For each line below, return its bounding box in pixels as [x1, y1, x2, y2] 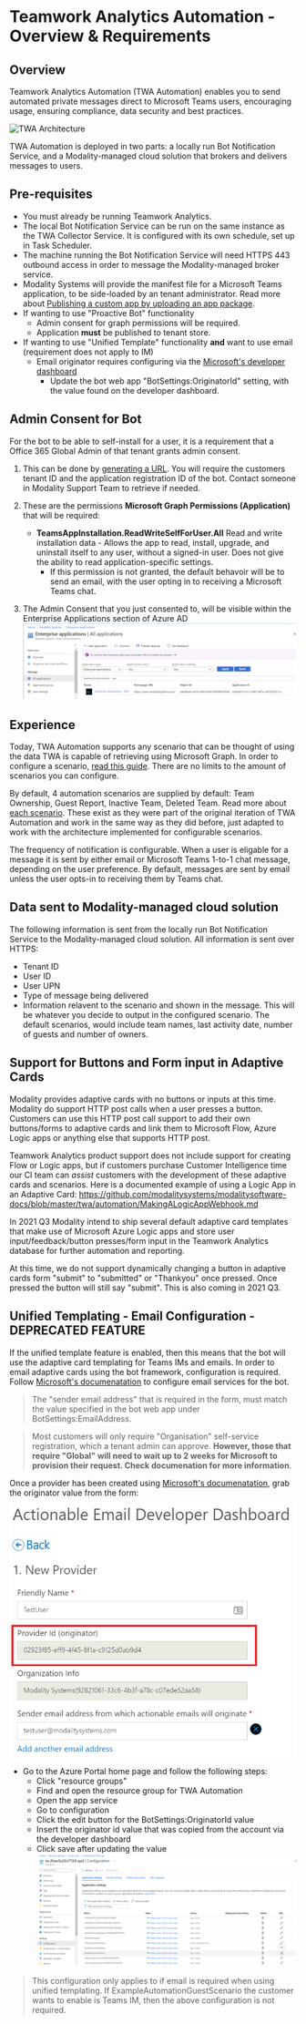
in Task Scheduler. [22, 240, 93, 251]
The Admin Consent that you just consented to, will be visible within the [22, 603, 291, 614]
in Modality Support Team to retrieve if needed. [22, 482, 200, 493]
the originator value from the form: [9, 1487, 139, 1498]
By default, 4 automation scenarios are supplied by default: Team [9, 788, 255, 799]
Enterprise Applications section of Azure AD [22, 612, 189, 623]
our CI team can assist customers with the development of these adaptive [9, 1169, 287, 1180]
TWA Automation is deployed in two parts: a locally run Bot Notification [9, 141, 276, 151]
